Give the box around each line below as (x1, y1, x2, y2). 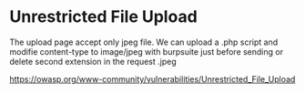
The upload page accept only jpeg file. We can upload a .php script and (9, 37, 279, 47)
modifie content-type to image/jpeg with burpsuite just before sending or (9, 46, 284, 57)
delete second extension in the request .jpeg (9, 56, 178, 67)
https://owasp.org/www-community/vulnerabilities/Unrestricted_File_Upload (9, 73, 296, 84)
